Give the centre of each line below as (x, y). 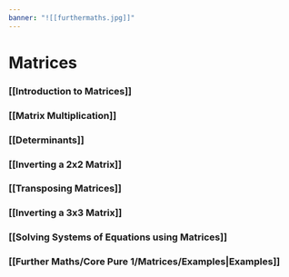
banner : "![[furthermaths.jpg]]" (72, 18)
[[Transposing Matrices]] (65, 189)
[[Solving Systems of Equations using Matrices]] (118, 237)
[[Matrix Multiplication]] (63, 115)
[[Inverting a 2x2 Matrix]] (65, 164)
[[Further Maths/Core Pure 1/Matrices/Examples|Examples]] (144, 262)
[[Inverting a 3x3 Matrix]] (65, 213)
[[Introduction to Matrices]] (70, 91)
